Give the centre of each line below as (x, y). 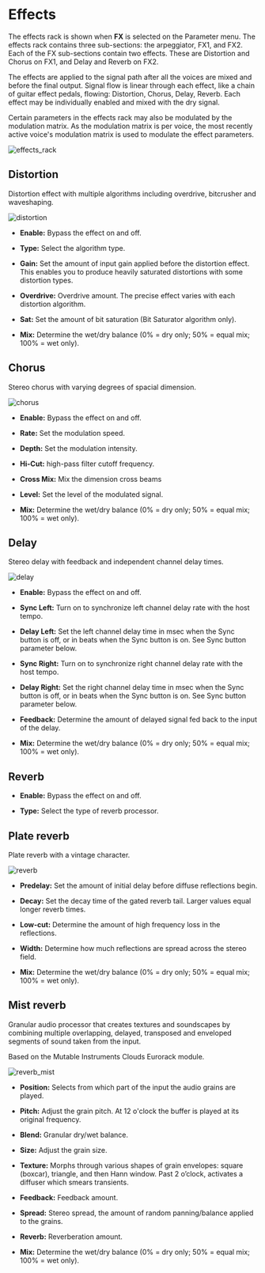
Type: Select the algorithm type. (72, 248)
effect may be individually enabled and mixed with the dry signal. (114, 102)
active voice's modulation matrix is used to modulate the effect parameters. (131, 134)
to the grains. (41, 1221)
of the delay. (40, 728)
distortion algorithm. (53, 304)
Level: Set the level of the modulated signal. (91, 494)
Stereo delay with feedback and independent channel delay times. (116, 562)
